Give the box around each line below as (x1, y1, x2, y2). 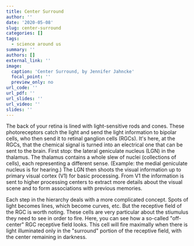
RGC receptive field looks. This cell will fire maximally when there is (25, 221, 188, 228)
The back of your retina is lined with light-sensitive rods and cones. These (6, 122, 185, 129)
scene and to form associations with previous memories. (6, 185, 143, 192)
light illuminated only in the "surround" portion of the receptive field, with (6, 227, 182, 234)
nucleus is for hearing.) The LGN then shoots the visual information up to (6, 166, 182, 173)
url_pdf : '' (6, 90, 35, 96)
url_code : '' (6, 85, 38, 91)
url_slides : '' (6, 95, 43, 101)
